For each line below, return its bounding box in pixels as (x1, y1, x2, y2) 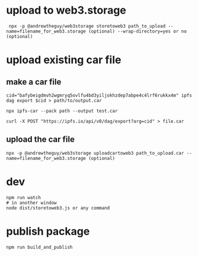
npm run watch (6, 194, 41, 200)
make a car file (6, 76, 62, 87)
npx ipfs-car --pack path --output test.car (6, 108, 118, 114)
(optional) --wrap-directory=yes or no (88, 28, 187, 34)
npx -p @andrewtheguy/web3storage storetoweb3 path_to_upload (8, 23, 166, 29)
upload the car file (6, 135, 75, 145)
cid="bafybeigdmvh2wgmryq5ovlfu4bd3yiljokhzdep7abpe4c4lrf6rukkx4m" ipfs (6, 92, 193, 98)
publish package (6, 225, 90, 238)
